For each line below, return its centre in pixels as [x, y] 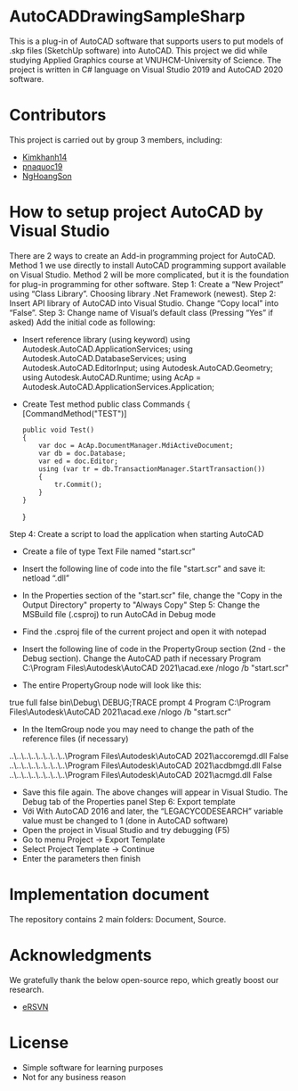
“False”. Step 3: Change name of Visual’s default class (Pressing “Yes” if [141, 312]
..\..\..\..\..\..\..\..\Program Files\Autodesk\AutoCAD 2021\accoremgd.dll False [149, 756]
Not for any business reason [74, 1077]
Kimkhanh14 [44, 157]
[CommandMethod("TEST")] [74, 413]
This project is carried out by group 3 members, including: [116, 139]
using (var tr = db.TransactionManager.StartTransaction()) [152, 469]
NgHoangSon [47, 176]
